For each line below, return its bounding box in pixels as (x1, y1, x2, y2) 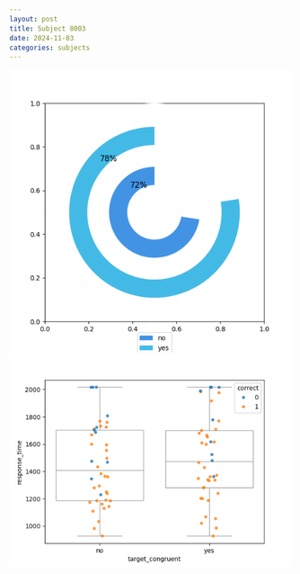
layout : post (9, 14, 58, 23)
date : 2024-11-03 (9, 33, 75, 42)
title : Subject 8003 (9, 23, 87, 33)
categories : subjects (9, 43, 91, 52)
